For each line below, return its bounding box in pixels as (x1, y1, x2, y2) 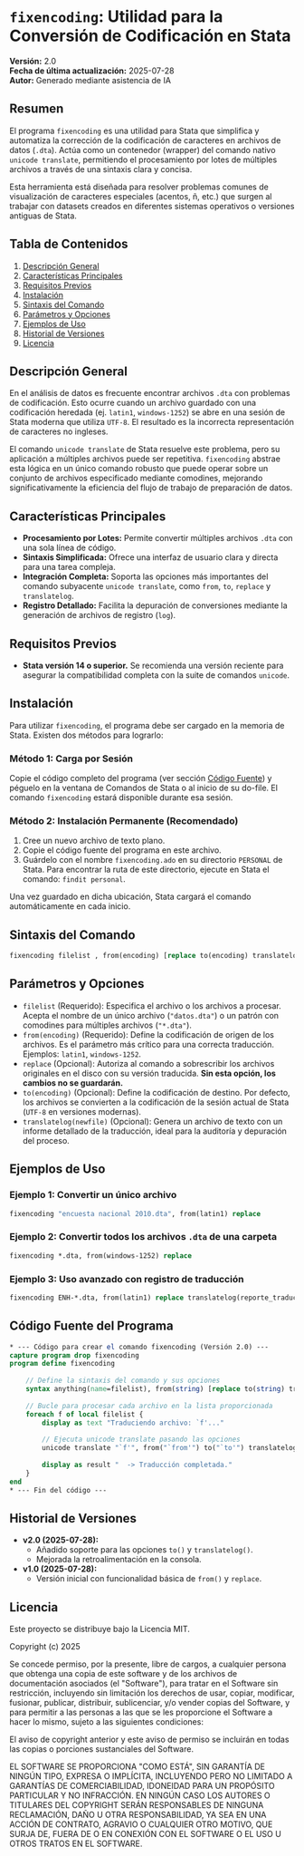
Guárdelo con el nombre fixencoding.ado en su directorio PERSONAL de (22, 855, 283, 865)
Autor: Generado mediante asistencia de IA (9, 74, 172, 85)
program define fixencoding (9, 1359, 116, 1368)
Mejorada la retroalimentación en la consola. (35, 1554, 202, 1565)
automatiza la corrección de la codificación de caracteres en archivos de (9, 134, 281, 146)
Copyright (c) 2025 (9, 1641, 81, 1651)
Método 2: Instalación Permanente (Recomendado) (9, 815, 239, 827)
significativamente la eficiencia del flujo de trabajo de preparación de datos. (9, 482, 293, 493)
